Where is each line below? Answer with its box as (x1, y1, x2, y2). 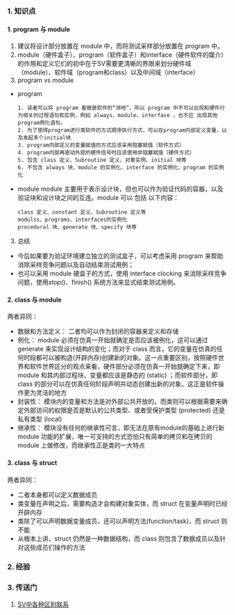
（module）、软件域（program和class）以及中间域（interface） (17, 68, 199, 76)
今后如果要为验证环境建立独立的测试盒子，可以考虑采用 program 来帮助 (17, 252, 224, 260)
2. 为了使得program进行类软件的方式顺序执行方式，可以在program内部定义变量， (17, 127, 222, 134)
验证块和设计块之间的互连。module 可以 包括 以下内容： (17, 194, 180, 202)
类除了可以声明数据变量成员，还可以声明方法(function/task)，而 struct (17, 517, 220, 525)
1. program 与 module (7, 25, 71, 33)
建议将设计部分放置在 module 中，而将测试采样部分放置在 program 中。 (17, 42, 224, 50)
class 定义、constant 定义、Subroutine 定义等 (17, 209, 146, 216)
